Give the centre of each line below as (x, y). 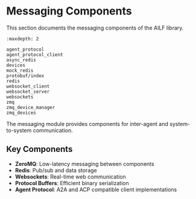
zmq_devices (21, 113)
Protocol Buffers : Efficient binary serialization (72, 183)
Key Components (40, 149)
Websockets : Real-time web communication (70, 177)
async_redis (21, 60)
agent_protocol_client (35, 55)
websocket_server (28, 92)
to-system (19, 130)
